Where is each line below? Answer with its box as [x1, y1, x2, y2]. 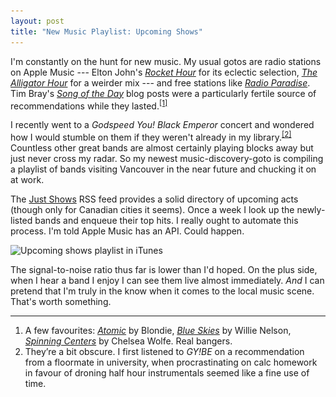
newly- [296, 203, 326, 215]
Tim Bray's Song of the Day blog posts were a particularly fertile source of [10, 87, 317, 99]
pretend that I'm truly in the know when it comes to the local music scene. [10, 285, 315, 297]
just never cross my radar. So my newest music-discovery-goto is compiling [10, 152, 324, 164]
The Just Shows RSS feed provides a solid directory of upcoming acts [10, 193, 299, 205]
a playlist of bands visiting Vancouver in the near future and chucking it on [10, 163, 317, 175]
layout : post [10, 16, 65, 26]
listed [10, 214, 33, 226]
